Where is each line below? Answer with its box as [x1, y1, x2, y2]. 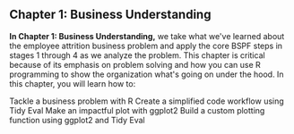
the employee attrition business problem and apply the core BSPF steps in [9, 40, 283, 51]
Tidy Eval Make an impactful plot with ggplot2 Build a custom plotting [9, 105, 265, 115]
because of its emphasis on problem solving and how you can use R [9, 59, 262, 70]
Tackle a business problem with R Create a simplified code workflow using [9, 96, 284, 106]
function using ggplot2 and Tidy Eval [9, 114, 145, 125]
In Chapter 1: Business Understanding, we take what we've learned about [9, 30, 285, 41]
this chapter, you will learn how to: [9, 78, 136, 88]
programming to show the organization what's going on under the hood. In [9, 69, 284, 80]
